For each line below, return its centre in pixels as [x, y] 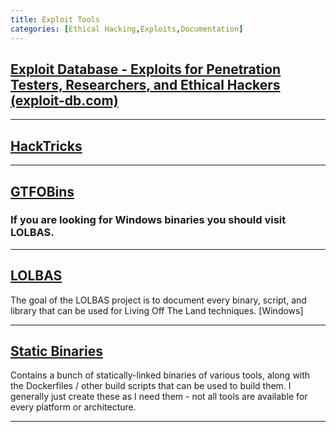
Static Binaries [56, 351]
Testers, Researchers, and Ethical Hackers [145, 84]
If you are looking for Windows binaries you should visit [148, 220]
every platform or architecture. [73, 407]
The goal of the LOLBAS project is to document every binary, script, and [158, 300]
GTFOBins [42, 191]
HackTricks [46, 146]
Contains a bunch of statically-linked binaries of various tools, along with [160, 375]
